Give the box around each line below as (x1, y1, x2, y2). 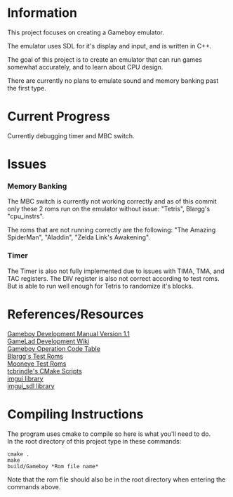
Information (7, 5, 77, 21)
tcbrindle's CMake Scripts (7, 366, 82, 375)
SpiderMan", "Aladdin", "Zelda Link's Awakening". (7, 233, 151, 241)
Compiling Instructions (7, 406, 144, 422)
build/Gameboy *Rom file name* (7, 463, 99, 470)
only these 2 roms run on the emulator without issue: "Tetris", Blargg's (7, 205, 211, 213)
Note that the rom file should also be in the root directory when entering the (7, 475, 226, 484)
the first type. (7, 84, 47, 92)
